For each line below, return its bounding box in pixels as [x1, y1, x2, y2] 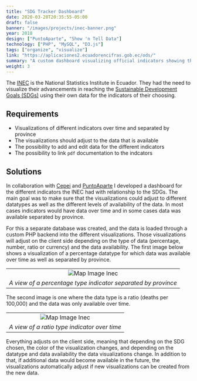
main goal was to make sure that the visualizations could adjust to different [6, 195, 187, 202]
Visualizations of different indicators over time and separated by [14, 125, 170, 132]
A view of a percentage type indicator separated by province [9, 279, 177, 287]
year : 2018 [6, 31, 33, 36]
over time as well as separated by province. [6, 256, 111, 263]
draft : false [6, 19, 38, 25]
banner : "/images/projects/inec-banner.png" [6, 25, 117, 31]
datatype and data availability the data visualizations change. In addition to [6, 350, 186, 357]
